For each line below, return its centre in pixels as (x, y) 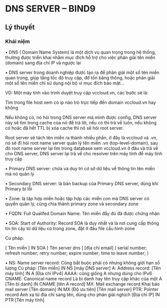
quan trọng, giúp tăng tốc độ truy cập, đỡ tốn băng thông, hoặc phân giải (80, 77)
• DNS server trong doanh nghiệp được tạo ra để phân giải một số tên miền (82, 72)
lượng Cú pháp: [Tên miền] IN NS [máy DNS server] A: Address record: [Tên (83, 268)
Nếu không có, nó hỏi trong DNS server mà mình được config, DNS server (81, 117)
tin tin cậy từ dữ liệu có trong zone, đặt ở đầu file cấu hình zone (70, 228)
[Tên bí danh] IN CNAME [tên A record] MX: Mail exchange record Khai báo (83, 284)
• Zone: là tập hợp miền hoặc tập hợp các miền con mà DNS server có (77, 198)
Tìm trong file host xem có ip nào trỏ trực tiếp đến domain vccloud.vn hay (81, 102)
